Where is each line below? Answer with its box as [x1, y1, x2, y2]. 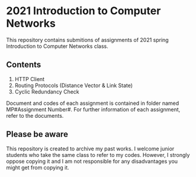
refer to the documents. [6, 112, 64, 119]
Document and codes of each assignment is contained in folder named [6, 99, 179, 107]
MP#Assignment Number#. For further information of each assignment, [6, 105, 181, 113]
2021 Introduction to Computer [6, 4, 161, 18]
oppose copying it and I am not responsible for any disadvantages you [6, 157, 178, 165]
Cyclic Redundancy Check [14, 88, 80, 95]
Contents [6, 60, 41, 70]
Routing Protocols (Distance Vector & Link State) [14, 82, 133, 89]
